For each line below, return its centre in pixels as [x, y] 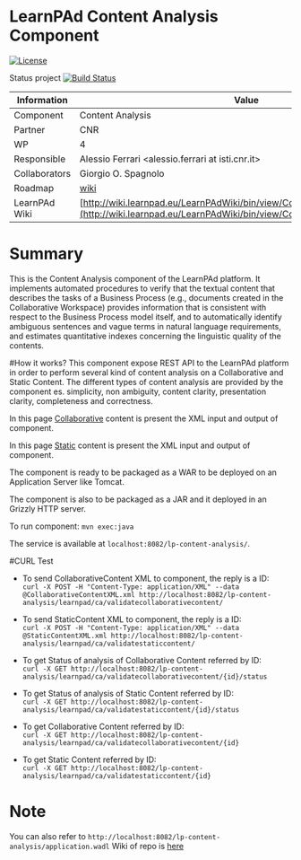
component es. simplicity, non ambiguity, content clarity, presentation [138, 391]
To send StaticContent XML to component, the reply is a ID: [132, 619]
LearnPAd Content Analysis [114, 17]
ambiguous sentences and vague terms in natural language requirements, [146, 326]
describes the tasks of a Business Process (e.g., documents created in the [146, 297]
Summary [46, 254]
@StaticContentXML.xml [64, 636]
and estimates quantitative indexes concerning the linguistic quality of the [146, 336]
